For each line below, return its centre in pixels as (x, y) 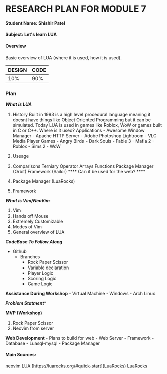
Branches (30, 257)
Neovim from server (33, 328)
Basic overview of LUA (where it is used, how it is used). (63, 57)
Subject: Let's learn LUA (31, 35)
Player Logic (40, 273)
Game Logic (40, 284)
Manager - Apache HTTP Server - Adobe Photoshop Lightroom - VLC (85, 136)
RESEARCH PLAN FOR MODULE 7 (76, 9)
